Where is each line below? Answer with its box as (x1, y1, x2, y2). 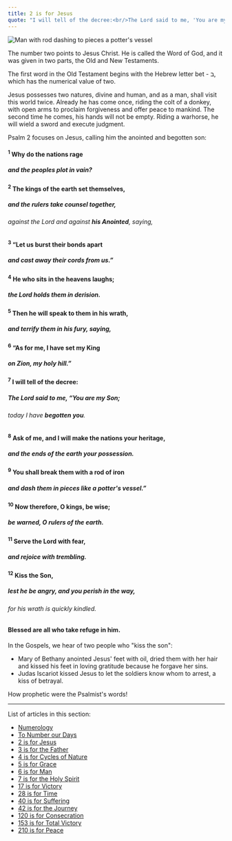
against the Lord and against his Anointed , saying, (8, 218, 154, 226)
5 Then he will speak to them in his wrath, (8, 308, 129, 317)
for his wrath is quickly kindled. (8, 604, 97, 612)
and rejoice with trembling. (8, 552, 87, 560)
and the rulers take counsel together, (8, 200, 116, 208)
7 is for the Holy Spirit (17, 775, 80, 783)
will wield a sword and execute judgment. (8, 120, 125, 128)
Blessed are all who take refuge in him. (8, 626, 121, 634)
